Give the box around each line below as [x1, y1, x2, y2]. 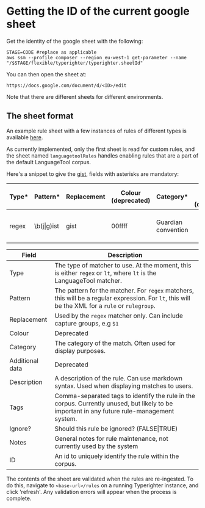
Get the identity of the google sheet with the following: [6, 37, 143, 45]
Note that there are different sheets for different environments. [6, 93, 164, 100]
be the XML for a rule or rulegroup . [54, 301, 156, 310]
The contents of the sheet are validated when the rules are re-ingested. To [6, 475, 194, 482]
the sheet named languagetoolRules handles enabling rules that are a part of [6, 151, 199, 159]
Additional [9, 356, 38, 365]
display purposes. [54, 346, 106, 355]
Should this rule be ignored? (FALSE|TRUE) [54, 424, 178, 433]
